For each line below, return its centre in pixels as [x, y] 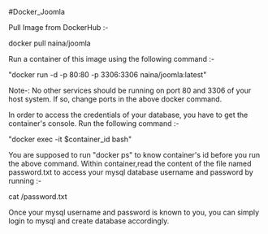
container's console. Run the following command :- [94, 123]
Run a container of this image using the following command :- [112, 59]
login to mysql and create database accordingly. [89, 221]
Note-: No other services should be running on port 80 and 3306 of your [130, 90]
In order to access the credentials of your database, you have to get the [128, 115]
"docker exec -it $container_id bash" [70, 139]
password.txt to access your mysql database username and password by [131, 172]
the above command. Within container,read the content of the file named [130, 163]
